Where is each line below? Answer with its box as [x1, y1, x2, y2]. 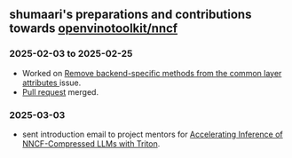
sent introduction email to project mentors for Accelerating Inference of [21, 129, 283, 139]
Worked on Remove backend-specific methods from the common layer [21, 67, 282, 78]
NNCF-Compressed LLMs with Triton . [21, 138, 161, 149]
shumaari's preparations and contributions [9, 7, 252, 22]
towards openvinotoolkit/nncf [9, 21, 178, 36]
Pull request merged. [21, 86, 99, 97]
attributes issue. [21, 77, 82, 88]
